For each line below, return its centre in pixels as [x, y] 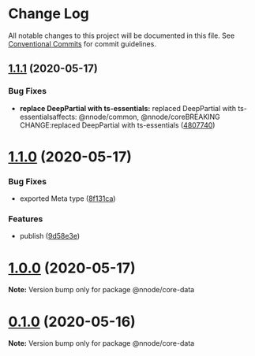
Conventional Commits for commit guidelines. [82, 43]
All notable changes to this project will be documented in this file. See [122, 35]
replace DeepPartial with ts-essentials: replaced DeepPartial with [128, 108]
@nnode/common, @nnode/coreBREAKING [150, 117]
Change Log [49, 14]
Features [26, 219]
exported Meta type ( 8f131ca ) [67, 198]
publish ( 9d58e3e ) [50, 236]
